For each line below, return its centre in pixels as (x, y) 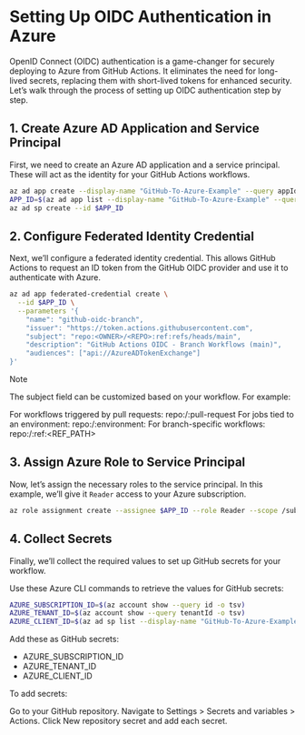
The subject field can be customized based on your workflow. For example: (150, 397)
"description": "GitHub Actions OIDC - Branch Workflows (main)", (154, 345)
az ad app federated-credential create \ (89, 294)
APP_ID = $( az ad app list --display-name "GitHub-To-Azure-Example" (140, 199)
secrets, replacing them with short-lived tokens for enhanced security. (161, 80)
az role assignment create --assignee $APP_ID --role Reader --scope (144, 510)
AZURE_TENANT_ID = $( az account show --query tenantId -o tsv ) (128, 613)
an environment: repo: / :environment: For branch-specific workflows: (138, 424)
